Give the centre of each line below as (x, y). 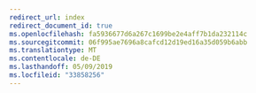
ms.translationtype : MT (53, 50)
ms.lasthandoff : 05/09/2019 (61, 67)
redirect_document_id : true (61, 26)
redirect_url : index (47, 17)
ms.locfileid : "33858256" (57, 75)
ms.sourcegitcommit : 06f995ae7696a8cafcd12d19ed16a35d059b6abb (128, 42)
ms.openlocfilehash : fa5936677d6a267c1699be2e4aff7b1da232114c (128, 34)
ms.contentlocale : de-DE (55, 58)
